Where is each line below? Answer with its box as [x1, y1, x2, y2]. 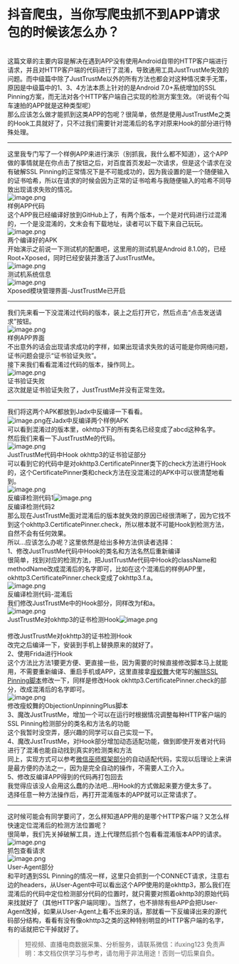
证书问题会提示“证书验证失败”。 [7, 351, 101, 360]
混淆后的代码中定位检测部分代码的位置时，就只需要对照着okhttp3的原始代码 [7, 889, 230, 898]
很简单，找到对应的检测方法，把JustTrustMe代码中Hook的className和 [7, 555, 217, 564]
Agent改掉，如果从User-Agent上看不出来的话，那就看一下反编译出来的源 [7, 907, 221, 916]
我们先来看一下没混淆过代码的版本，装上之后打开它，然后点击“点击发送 [7, 308, 216, 316]
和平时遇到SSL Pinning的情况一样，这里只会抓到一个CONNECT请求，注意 [7, 872, 223, 880]
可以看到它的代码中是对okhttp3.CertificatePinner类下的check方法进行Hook [7, 459, 227, 468]
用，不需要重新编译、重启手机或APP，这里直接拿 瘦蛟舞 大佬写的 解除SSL [7, 667, 218, 675]
